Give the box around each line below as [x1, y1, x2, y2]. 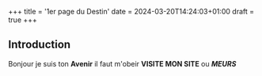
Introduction [8, 38, 71, 51]
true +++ [8, 15, 38, 25]
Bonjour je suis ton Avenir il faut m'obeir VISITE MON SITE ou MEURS [8, 59, 237, 68]
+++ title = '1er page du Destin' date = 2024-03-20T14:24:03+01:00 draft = [8, 7, 255, 16]
